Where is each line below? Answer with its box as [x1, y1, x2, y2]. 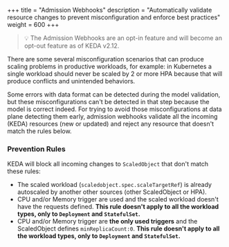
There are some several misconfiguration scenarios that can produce [7, 55, 204, 63]
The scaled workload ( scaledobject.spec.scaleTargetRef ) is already [17, 181, 212, 189]
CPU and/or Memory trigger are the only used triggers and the [17, 217, 198, 226]
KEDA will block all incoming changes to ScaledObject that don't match [7, 160, 209, 168]
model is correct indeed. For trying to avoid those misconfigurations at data [7, 105, 223, 113]
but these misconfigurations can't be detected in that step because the [7, 98, 210, 106]
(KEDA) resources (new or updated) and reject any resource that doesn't [7, 120, 214, 128]
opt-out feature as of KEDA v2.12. [24, 41, 120, 50]
